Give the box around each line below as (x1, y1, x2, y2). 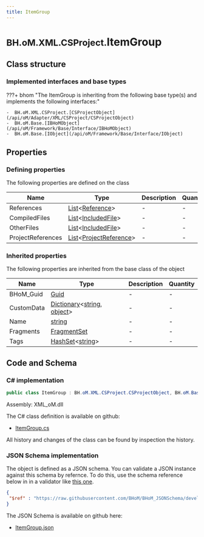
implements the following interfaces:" (6, 98, 100, 105)
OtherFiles (9, 224, 39, 232)
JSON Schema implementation (6, 451, 99, 459)
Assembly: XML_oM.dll (6, 401, 64, 408)
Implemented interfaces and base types (6, 77, 126, 86)
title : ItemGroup (6, 9, 50, 15)
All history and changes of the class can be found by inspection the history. (6, 436, 195, 443)
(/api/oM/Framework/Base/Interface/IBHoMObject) (6, 125, 132, 131)
